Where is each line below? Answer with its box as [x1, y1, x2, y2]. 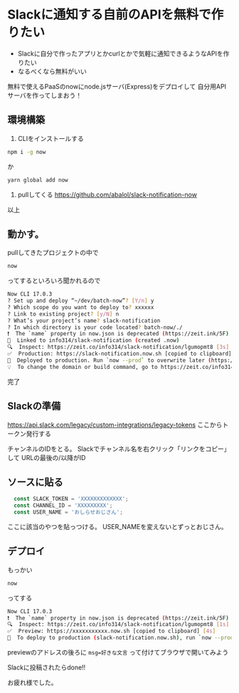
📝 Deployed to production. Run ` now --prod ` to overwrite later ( [7, 357, 212, 364]
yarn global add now [7, 176, 69, 184]
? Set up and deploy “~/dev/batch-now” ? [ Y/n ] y [7, 297, 154, 305]
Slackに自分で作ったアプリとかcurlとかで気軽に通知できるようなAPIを [17, 49, 223, 58]
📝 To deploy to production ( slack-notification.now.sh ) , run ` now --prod [7, 635, 234, 642]
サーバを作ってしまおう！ [7, 90, 83, 100]
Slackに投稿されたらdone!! [7, 663, 86, 672]
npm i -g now [7, 148, 46, 155]
